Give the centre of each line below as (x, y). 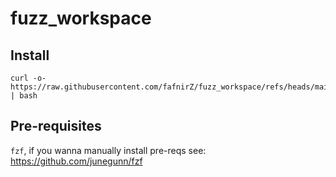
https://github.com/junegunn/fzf (76, 161)
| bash (24, 96)
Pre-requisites (56, 126)
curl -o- (28, 78)
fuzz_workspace (81, 18)
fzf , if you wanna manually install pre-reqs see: (108, 150)
